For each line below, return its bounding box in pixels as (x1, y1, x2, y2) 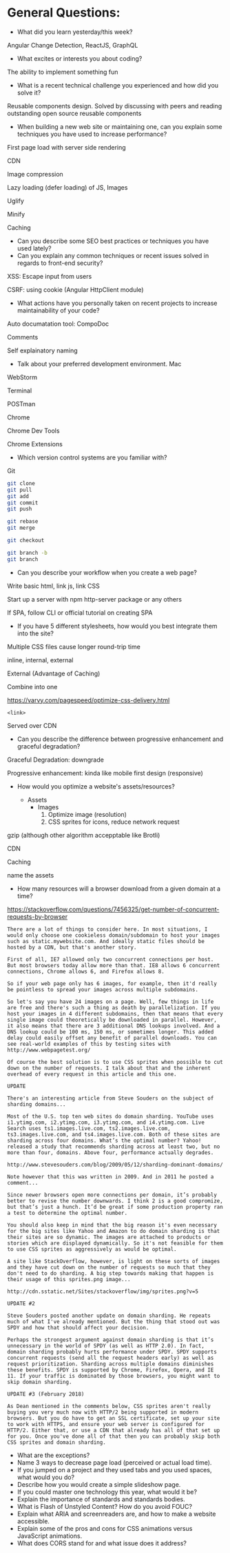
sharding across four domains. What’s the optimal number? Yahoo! (7, 1137, 202, 1144)
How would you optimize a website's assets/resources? (17, 782, 176, 791)
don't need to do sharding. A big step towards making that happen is (7, 1269, 214, 1277)
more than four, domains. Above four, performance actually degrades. (7, 1149, 214, 1156)
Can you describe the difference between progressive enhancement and (17, 735, 224, 743)
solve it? (17, 88, 41, 97)
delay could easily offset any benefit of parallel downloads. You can (7, 1034, 217, 1041)
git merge (7, 524, 36, 532)
